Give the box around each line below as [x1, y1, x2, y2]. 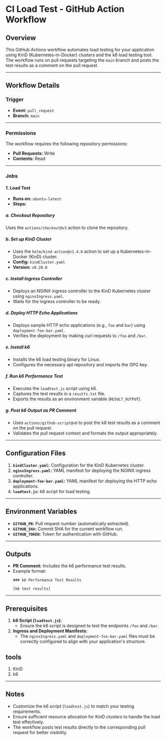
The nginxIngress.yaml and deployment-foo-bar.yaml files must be [20, 633, 155, 639]
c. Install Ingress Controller [5, 275, 63, 281]
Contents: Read [12, 156, 46, 161]
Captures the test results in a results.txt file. [12, 390, 105, 396]
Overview [5, 34, 36, 42]
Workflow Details [5, 81, 60, 90]
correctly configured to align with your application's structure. [20, 638, 146, 645]
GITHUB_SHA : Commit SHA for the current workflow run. [12, 526, 124, 532]
